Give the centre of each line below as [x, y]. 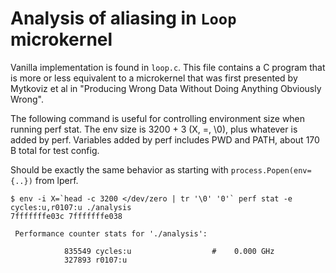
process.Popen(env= [271, 170]
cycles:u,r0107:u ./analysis [71, 207]
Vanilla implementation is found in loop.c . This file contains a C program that [168, 67]
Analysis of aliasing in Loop [123, 18]
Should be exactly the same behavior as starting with [119, 169]
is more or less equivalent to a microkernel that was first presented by [154, 78]
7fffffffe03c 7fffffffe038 [66, 216]
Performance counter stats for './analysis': [111, 233]
